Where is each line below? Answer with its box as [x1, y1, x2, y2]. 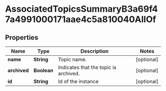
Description [81, 48, 109, 54]
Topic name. [58, 56, 87, 63]
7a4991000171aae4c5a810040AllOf [5, 14, 157, 25]
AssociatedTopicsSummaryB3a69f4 [5, 3, 158, 15]
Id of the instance [58, 78, 99, 85]
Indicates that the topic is [58, 64, 117, 70]
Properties [5, 33, 39, 42]
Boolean [34, 67, 53, 74]
